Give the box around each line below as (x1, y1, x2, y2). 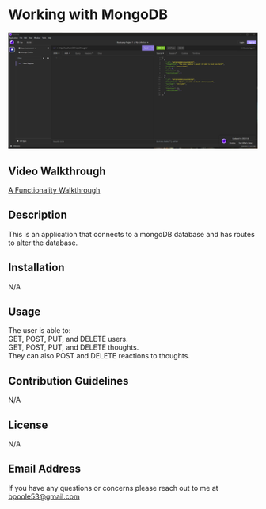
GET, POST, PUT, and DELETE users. (8, 335, 128, 344)
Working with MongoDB (8, 6, 169, 24)
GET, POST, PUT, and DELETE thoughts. (8, 343, 139, 352)
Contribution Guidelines (8, 374, 129, 388)
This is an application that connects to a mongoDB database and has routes (8, 229, 255, 239)
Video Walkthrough (8, 164, 106, 178)
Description (8, 209, 67, 222)
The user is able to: (8, 326, 71, 335)
